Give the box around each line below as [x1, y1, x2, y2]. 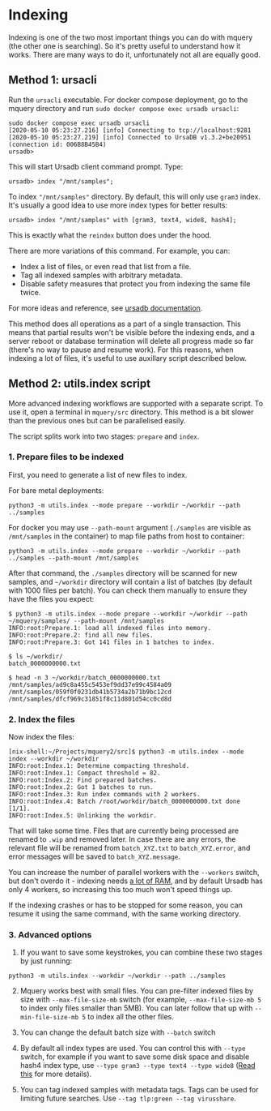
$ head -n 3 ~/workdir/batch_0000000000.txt [8, 673, 161, 682]
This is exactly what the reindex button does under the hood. [8, 229, 212, 240]
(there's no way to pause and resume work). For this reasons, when [8, 345, 234, 354]
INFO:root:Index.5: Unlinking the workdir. [8, 812, 158, 820]
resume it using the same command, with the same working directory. [8, 909, 241, 919]
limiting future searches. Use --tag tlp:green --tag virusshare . [19, 1093, 236, 1104]
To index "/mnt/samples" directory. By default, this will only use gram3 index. [8, 191, 261, 201]
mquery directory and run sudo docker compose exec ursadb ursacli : [8, 103, 239, 113]
